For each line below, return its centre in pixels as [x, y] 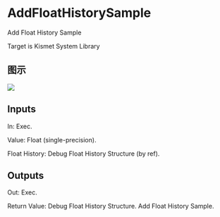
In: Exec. [20, 126]
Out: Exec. [22, 192]
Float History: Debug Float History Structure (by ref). [84, 154]
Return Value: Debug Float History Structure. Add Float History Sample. [111, 206]
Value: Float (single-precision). [52, 139]
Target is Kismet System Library [54, 46]
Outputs [26, 175]
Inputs [22, 110]
